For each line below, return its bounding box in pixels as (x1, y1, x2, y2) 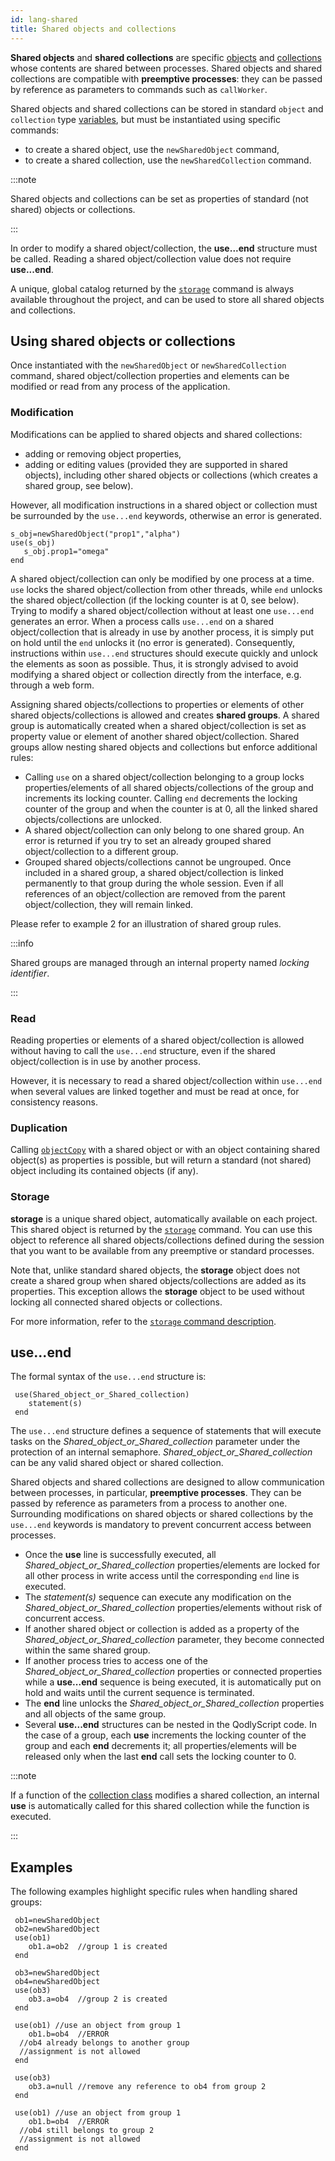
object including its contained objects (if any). (10, 1165, 199, 1177)
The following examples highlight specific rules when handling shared (10, 1886, 298, 1898)
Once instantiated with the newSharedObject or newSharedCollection (10, 359, 287, 371)
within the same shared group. (24, 1644, 151, 1656)
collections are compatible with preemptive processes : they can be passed (10, 72, 323, 85)
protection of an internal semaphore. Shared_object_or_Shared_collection (10, 1446, 313, 1458)
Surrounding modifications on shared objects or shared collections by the (10, 1508, 314, 1520)
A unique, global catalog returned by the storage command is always (10, 282, 295, 295)
